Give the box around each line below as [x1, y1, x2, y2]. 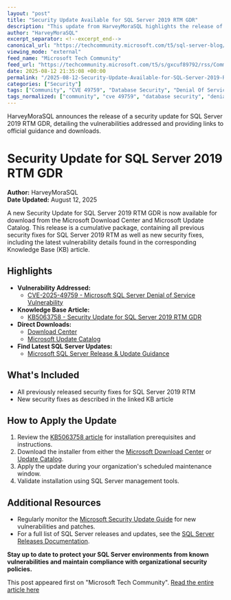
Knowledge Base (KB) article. [7, 245, 91, 253]
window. [16, 469, 41, 478]
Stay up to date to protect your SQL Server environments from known [7, 550, 209, 559]
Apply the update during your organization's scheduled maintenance [16, 462, 212, 471]
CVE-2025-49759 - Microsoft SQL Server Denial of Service [27, 290, 196, 299]
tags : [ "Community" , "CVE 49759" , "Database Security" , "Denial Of [7, 87, 205, 94]
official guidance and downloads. [7, 127, 102, 135]
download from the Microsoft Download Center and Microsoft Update [7, 216, 204, 224]
